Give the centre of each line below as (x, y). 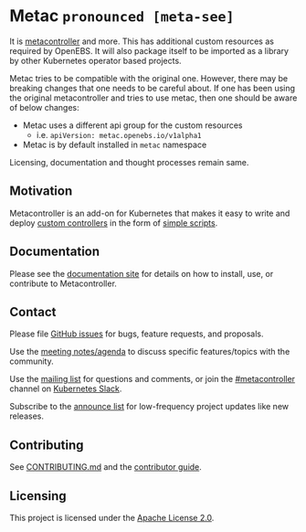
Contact (33, 312)
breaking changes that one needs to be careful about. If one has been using (152, 88)
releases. (26, 416)
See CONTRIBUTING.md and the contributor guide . (106, 467)
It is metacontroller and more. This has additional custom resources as (142, 41)
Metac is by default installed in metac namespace (115, 144)
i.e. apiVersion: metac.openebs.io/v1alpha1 (119, 134)
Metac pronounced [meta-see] (122, 16)
